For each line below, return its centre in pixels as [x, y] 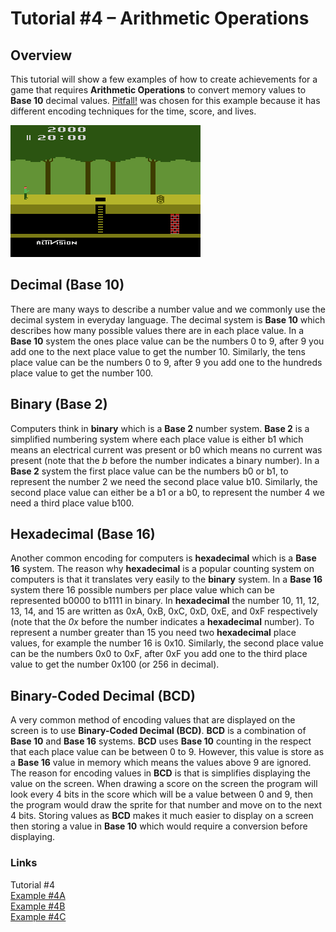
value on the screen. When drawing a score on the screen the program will [164, 784]
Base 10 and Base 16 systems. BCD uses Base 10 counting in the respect [161, 741]
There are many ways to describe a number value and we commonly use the [168, 309]
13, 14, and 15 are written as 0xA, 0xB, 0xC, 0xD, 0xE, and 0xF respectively [164, 611]
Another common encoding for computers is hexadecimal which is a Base [163, 558]
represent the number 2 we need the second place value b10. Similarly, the [164, 481]
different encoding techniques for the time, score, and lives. [133, 111]
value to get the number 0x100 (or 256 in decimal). [115, 664]
